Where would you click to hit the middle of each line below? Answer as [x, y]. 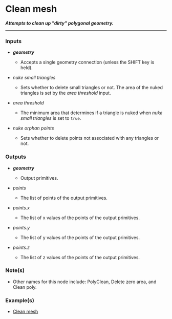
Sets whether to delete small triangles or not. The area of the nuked [91, 88]
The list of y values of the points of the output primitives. [80, 237]
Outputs [16, 157]
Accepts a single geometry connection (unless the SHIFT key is [87, 62]
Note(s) [15, 270]
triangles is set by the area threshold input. [66, 93]
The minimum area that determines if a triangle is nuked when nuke [91, 113]
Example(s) [20, 300]
